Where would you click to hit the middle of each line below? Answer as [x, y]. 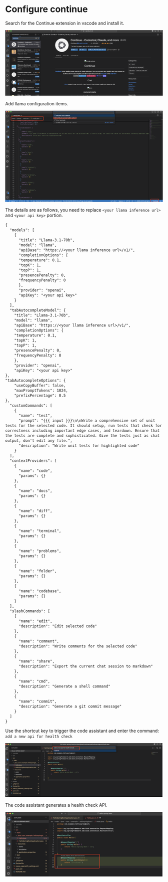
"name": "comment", [38, 641]
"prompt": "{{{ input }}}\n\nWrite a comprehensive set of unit [87, 420]
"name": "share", [36, 661]
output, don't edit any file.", [39, 440]
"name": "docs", [35, 491]
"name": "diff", [35, 511]
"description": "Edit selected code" [58, 626]
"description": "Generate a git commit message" [70, 706]
